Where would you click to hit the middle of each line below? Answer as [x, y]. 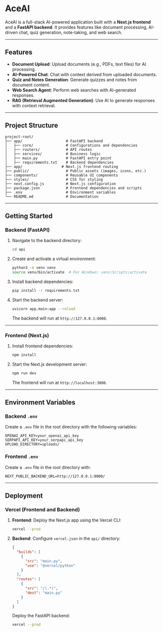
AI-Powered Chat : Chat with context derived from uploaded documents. [84, 74]
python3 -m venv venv [34, 268]
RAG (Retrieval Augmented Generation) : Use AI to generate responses [83, 100]
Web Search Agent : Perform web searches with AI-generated [74, 90]
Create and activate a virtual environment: [54, 259]
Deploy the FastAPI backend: [41, 616]
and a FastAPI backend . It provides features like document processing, [76, 27]
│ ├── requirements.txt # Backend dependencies [59, 162]
